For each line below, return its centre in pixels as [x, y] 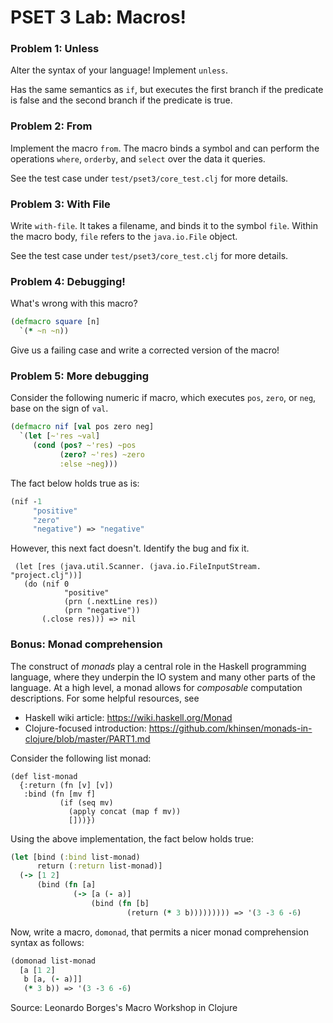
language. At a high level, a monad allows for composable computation [156, 687]
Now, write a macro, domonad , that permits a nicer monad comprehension [159, 932]
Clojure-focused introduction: [85, 728]
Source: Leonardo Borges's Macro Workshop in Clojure [124, 1008]
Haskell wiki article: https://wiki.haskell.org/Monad [128, 717]
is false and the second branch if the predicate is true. [121, 100]
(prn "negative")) [102, 611]
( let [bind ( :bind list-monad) [75, 857]
